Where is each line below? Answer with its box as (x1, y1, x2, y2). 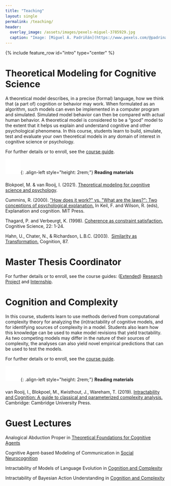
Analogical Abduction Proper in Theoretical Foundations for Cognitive (5, 434, 151, 441)
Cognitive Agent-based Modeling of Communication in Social (5, 449, 134, 456)
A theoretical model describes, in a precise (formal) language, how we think (5, 95, 164, 101)
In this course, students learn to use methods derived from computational (5, 313, 159, 319)
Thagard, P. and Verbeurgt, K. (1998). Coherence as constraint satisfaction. (5, 217, 163, 224)
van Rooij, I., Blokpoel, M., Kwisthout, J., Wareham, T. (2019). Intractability (5, 389, 160, 395)
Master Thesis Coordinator (5, 257, 122, 268)
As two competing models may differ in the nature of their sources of (5, 335, 150, 341)
